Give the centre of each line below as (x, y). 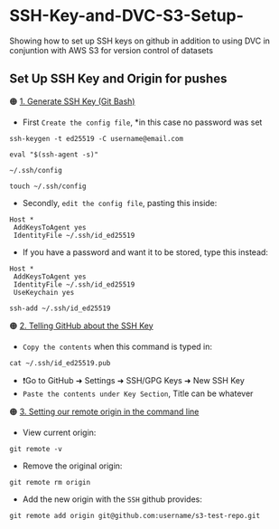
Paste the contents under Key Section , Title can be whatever (138, 393)
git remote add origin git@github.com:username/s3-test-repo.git (135, 515)
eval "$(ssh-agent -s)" (54, 155)
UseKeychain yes (44, 292)
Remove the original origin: (72, 466)
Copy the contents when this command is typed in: (117, 346)
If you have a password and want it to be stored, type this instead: (145, 252)
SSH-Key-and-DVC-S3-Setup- (126, 16)
